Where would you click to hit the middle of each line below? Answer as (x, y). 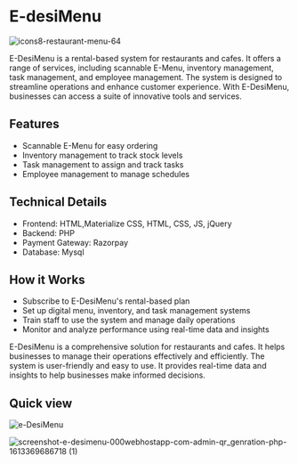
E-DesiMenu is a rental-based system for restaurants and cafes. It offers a (145, 58)
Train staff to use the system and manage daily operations (129, 320)
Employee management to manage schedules (105, 174)
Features (34, 124)
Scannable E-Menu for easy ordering (90, 145)
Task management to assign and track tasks (103, 164)
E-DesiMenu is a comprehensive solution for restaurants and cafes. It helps (147, 347)
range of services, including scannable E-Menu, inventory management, (141, 68)
